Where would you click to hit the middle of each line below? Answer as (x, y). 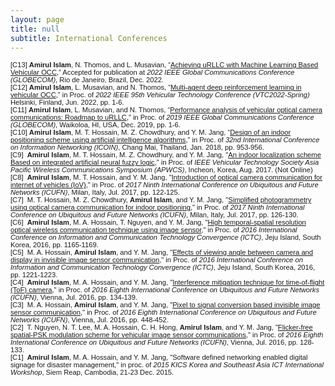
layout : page (37, 19)
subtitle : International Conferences (89, 38)
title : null (35, 29)
